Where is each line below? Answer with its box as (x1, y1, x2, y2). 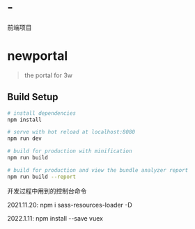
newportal (7, 48, 68, 64)
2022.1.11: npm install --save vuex (7, 214, 103, 222)
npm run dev (7, 135, 42, 142)
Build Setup (7, 91, 58, 103)
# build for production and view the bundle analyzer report (7, 166, 189, 173)
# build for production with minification (7, 148, 132, 155)
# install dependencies (7, 109, 77, 117)
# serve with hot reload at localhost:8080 (7, 129, 136, 136)
